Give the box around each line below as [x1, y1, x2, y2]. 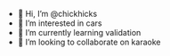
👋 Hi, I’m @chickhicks [17, 9, 98, 19]
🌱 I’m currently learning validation [17, 28, 142, 37]
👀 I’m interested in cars [17, 18, 102, 28]
